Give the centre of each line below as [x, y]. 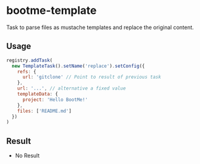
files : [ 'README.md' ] [44, 111]
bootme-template [52, 11]
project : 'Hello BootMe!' [55, 100]
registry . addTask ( [29, 60]
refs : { [27, 71]
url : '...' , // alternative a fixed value [72, 88]
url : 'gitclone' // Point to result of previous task [92, 77]
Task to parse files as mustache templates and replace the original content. [100, 27]
